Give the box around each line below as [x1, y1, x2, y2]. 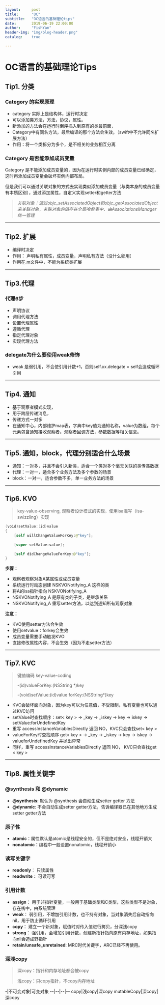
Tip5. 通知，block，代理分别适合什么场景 [5, 449, 131, 457]
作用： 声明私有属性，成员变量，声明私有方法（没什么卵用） [12, 252, 134, 258]
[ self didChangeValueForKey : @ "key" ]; [14, 551, 91, 557]
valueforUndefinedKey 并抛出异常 [12, 738, 81, 744]
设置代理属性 [12, 320, 38, 326]
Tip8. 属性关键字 [5, 770, 55, 778]
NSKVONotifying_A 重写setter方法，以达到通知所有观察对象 [12, 600, 133, 607]
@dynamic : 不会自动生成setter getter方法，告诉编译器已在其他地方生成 [12, 804, 157, 810]
